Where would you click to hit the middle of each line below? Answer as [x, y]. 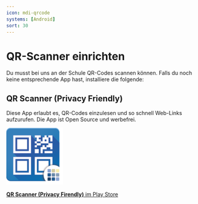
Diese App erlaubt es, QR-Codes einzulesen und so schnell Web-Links [94, 113]
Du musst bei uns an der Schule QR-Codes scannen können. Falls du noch [99, 73]
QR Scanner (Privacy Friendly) [64, 98]
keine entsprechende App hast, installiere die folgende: [75, 79]
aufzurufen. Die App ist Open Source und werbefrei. [71, 120]
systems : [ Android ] [31, 19]
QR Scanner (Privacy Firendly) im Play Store [62, 194]
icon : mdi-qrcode [28, 13]
